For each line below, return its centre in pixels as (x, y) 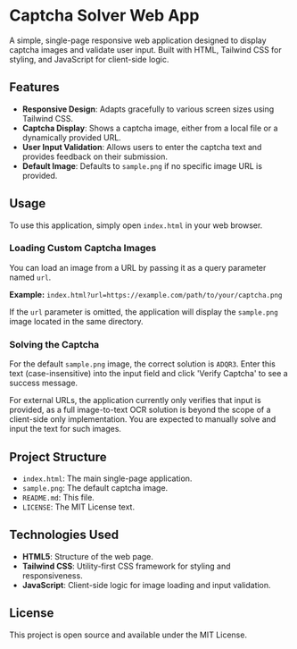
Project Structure (58, 457)
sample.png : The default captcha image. (95, 487)
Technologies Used (64, 535)
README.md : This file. (58, 497)
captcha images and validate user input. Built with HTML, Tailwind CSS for (146, 49)
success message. (44, 383)
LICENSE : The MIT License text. (78, 507)
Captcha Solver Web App (104, 16)
